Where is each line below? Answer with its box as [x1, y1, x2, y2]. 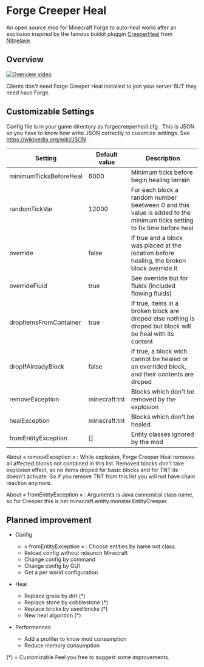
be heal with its [131, 330, 174, 338]
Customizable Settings [6, 107, 95, 117]
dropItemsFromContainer [9, 318, 81, 326]
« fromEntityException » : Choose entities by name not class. [24, 543, 177, 550]
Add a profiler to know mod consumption [24, 635, 127, 643]
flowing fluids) [131, 289, 172, 297]
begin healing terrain [131, 175, 190, 184]
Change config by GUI [24, 562, 80, 570]
